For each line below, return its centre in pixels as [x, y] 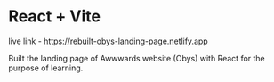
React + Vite [55, 16]
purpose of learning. [46, 68]
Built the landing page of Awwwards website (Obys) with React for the [137, 58]
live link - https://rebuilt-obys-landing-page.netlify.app [108, 41]
